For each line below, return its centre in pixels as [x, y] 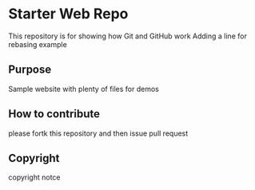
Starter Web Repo [68, 14]
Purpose [30, 70]
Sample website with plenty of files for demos [84, 89]
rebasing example [38, 44]
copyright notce [35, 177]
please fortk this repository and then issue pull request [98, 133]
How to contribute [54, 114]
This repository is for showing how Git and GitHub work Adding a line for [128, 36]
